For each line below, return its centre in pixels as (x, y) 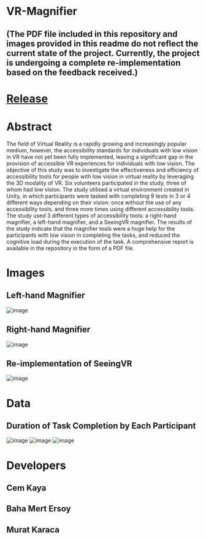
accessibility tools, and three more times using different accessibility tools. (101, 209)
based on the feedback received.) (72, 72)
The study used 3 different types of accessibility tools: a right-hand (91, 215)
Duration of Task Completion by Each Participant (101, 426)
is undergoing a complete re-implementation (93, 63)
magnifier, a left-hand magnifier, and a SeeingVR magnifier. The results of (99, 222)
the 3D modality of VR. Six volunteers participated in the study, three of (97, 183)
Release (27, 99)
